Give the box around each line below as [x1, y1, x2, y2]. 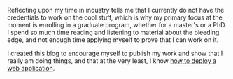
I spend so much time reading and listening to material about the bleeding [7, 28, 220, 36]
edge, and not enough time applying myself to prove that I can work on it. [7, 36, 219, 44]
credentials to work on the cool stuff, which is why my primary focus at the [7, 13, 223, 22]
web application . [7, 64, 55, 72]
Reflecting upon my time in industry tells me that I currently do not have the [7, 6, 225, 14]
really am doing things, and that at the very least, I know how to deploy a [7, 57, 217, 65]
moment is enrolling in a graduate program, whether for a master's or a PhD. [7, 21, 227, 29]
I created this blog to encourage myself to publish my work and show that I [7, 49, 223, 57]
